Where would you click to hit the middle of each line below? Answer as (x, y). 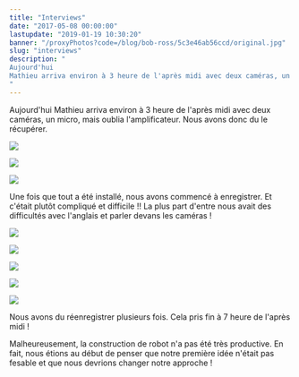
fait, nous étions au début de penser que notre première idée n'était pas (142, 353)
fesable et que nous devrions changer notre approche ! (111, 363)
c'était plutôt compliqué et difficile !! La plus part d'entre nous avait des (140, 206)
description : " (38, 59)
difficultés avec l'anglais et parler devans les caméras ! (111, 215)
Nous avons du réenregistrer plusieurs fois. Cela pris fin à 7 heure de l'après (150, 317)
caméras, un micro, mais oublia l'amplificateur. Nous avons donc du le (139, 119)
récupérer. (28, 129)
